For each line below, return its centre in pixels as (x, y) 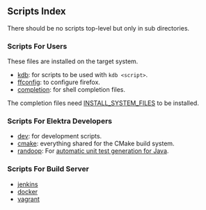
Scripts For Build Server (48, 169)
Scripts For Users (37, 46)
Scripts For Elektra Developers (60, 121)
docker (27, 191)
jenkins (27, 184)
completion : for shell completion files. (71, 90)
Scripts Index (37, 11)
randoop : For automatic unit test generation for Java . (93, 151)
